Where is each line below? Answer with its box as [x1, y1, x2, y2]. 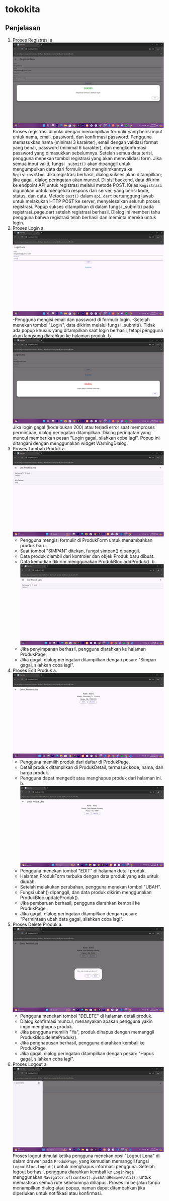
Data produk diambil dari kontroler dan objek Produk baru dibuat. [20, 553, 155, 559]
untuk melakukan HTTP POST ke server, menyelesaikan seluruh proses [12, 198, 160, 204]
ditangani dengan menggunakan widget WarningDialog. [12, 440, 128, 446]
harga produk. [20, 770, 49, 776]
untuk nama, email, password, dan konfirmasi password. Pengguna [12, 134, 152, 140]
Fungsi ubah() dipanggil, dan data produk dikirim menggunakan [20, 889, 152, 895]
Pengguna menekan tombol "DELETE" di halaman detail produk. [20, 1013, 152, 1019]
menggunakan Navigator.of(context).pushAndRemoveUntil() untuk [12, 1174, 151, 1180]
